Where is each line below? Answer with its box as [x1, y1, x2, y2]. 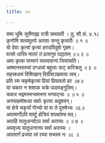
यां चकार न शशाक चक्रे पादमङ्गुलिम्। [6, 84, 78, 91]
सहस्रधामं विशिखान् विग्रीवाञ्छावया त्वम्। [6, 70, 80, 77]
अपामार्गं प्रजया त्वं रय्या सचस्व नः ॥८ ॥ [6, 130, 79, 138]
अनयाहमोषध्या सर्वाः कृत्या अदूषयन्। [6, 97, 73, 104]
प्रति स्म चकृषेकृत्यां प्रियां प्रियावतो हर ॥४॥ [6, 77, 84, 84]
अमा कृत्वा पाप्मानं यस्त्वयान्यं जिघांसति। [6, 57, 80, 64]
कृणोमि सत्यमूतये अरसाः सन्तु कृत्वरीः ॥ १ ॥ [6, 37, 88, 44]
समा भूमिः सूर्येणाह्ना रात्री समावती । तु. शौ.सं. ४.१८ [6, 30, 100, 38]
